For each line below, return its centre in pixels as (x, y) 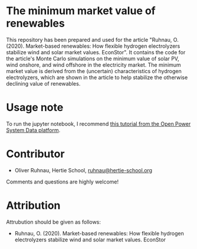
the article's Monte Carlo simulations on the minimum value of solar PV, (93, 58)
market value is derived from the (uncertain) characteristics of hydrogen (94, 71)
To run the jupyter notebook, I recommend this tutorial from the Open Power (98, 124)
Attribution (33, 205)
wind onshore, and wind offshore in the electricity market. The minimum (93, 65)
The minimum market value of (81, 11)
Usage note (35, 108)
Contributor (35, 154)
